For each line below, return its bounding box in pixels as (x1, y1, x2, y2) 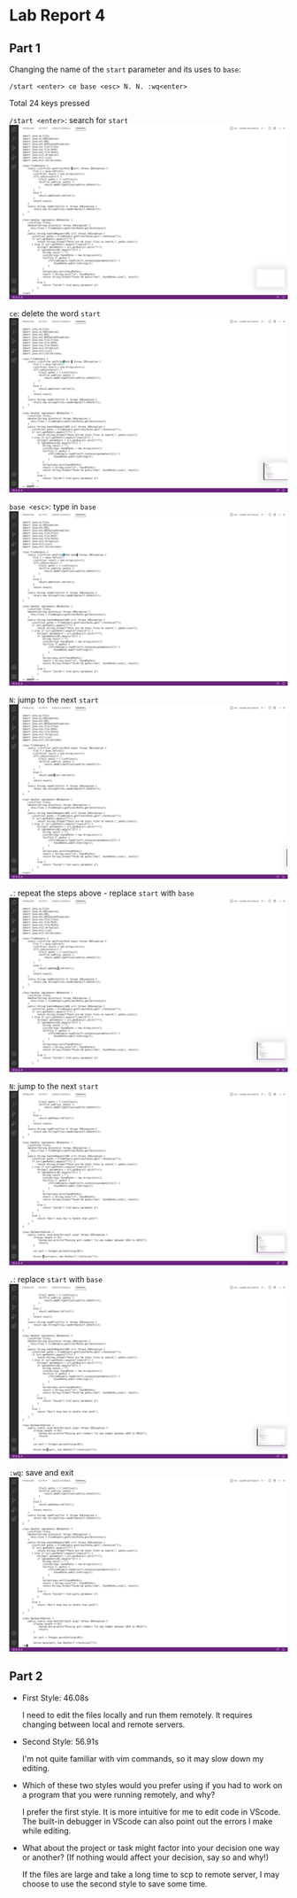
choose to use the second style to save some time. (21, 1879, 208, 1889)
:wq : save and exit (9, 1468, 74, 1477)
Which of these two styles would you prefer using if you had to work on (21, 1779, 283, 1790)
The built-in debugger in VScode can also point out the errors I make (21, 1816, 273, 1826)
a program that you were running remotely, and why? (21, 1789, 216, 1800)
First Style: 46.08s (21, 1693, 89, 1703)
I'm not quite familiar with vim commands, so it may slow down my (21, 1753, 264, 1763)
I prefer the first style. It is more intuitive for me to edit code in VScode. (21, 1806, 281, 1817)
